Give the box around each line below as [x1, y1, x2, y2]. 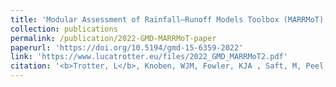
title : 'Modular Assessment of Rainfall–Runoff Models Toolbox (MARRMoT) [10, 14, 325, 25]
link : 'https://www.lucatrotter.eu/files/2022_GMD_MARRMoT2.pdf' [10, 52, 288, 62]
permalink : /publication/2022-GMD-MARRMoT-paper [10, 33, 217, 43]
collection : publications [10, 24, 118, 34]
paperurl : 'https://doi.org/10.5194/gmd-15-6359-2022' [10, 42, 244, 53]
